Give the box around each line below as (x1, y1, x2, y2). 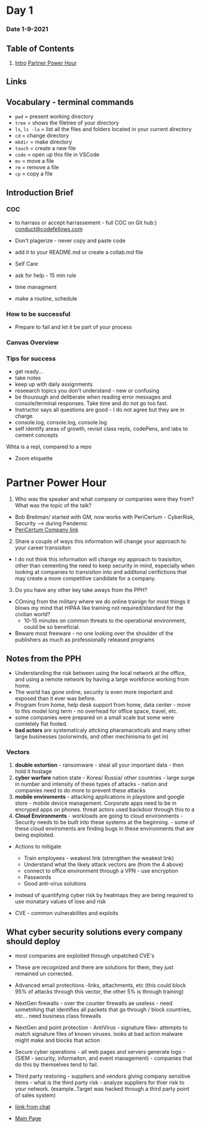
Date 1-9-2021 (6, 25, 49, 34)
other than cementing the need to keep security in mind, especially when (14, 562, 195, 569)
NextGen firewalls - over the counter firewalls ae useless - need (14, 1000, 173, 1007)
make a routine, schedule (14, 294, 78, 302)
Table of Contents (6, 43, 75, 54)
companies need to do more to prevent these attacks (14, 787, 146, 794)
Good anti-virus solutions (23, 880, 87, 887)
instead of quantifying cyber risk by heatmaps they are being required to (14, 892, 194, 899)
